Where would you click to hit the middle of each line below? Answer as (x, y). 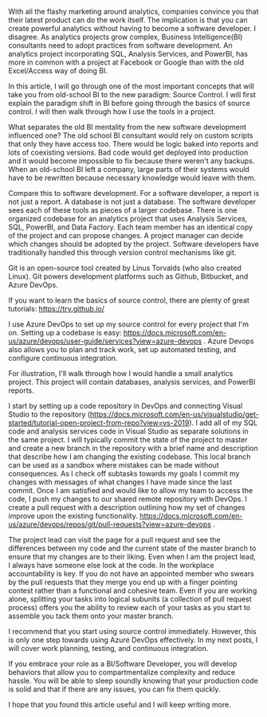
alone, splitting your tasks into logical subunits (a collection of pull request (130, 599)
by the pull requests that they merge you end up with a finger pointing (123, 582)
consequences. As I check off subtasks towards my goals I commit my (124, 474)
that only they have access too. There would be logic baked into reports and (133, 144)
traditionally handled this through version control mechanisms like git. (122, 253)
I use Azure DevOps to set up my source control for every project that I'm (129, 324)
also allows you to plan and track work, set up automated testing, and (122, 349)
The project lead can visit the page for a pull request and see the (114, 540)
